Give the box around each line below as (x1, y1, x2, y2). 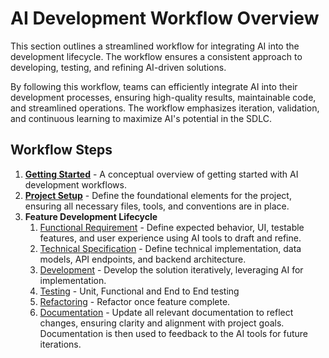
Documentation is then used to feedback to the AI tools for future (39, 327, 309, 339)
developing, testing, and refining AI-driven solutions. (10, 61, 227, 73)
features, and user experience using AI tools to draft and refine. (39, 232, 302, 244)
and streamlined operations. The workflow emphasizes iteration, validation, (10, 102, 320, 114)
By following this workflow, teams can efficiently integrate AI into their (10, 80, 298, 92)
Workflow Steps (10, 142, 113, 159)
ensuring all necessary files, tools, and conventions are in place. (24, 200, 290, 212)
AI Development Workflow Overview (10, 7, 320, 30)
